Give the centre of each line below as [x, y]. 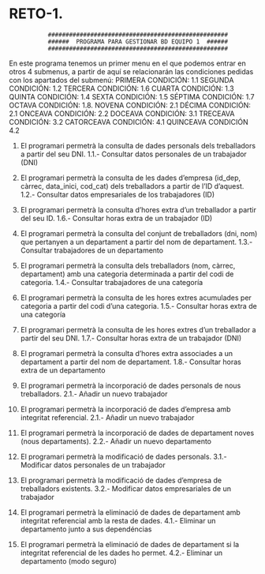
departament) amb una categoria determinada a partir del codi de [127, 274]
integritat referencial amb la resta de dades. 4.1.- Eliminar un [118, 520]
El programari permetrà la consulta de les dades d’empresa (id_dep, [131, 178]
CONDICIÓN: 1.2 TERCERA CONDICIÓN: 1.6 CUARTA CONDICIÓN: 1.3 [122, 88]
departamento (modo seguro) [69, 561]
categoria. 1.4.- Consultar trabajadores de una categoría [112, 282]
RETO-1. [36, 14]
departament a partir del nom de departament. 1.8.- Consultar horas [131, 362]
